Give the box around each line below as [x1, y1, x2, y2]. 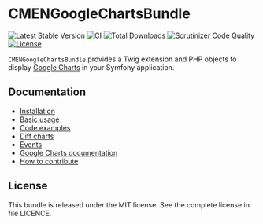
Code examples [19, 123, 71, 132]
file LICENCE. [8, 208, 52, 218]
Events [19, 139, 43, 149]
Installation [19, 106, 56, 116]
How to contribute [19, 156, 79, 166]
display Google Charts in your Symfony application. [8, 62, 175, 72]
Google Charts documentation [19, 148, 118, 157]
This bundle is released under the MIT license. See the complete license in [8, 200, 250, 209]
